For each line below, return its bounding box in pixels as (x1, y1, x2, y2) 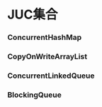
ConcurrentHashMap (7, 33, 82, 43)
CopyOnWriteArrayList (7, 51, 87, 61)
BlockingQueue (7, 90, 62, 100)
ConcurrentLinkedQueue (7, 71, 95, 81)
